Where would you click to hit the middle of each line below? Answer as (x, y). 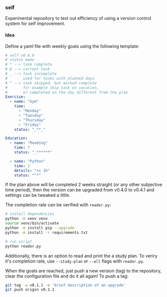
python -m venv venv (27, 219)
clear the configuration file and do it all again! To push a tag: (67, 276)
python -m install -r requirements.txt (47, 232)
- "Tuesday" (31, 115)
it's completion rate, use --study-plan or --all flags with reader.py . (75, 261)
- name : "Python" (28, 161)
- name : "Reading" (29, 143)
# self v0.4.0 (20, 55)
